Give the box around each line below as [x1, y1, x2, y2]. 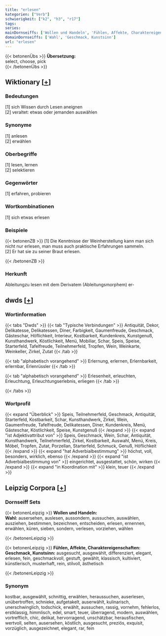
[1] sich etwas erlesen [5, 214, 50, 220]
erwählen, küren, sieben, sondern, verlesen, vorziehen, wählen [5, 526, 133, 531]
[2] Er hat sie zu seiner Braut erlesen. [5, 248, 81, 254]
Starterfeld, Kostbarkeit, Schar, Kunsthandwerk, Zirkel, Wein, [5, 417, 128, 423]
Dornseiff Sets [5, 498, 41, 505]
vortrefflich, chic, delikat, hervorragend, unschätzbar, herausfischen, [5, 615, 145, 621]
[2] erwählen [5, 138, 31, 144]
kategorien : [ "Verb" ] [5, 12, 50, 17]
